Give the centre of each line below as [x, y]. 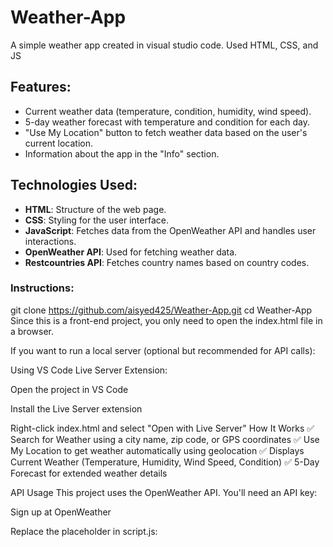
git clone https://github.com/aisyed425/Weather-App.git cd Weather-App [161, 310]
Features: [41, 87]
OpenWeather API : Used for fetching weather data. [131, 252]
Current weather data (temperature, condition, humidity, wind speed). [168, 111]
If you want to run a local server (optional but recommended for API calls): [163, 350]
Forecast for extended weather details [89, 473]
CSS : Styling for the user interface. [96, 220]
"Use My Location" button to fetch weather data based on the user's [166, 132]
